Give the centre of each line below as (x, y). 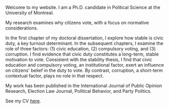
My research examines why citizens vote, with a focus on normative (77, 23)
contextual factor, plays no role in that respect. (55, 76)
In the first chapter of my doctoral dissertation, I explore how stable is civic (85, 38)
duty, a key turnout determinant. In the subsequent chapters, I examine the (84, 43)
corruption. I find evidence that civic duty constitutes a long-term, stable (82, 54)
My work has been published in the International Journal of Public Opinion (84, 86)
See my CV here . (23, 101)
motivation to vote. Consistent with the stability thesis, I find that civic (79, 60)
